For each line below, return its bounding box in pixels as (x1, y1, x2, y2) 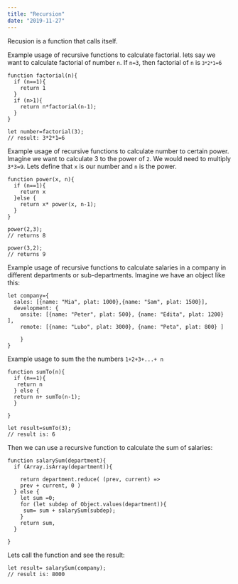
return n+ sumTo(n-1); (13, 393, 81, 400)
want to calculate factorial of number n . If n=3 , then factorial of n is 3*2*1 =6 (7, 58, 222, 66)
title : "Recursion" (7, 10, 65, 18)
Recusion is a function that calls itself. (7, 36, 118, 45)
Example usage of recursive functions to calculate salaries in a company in (7, 263, 227, 272)
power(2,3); (7, 225, 43, 232)
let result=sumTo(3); (7, 424, 72, 431)
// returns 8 (7, 232, 46, 239)
